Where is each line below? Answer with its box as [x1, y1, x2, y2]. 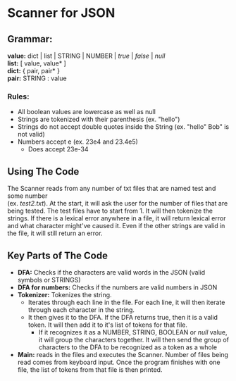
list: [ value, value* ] [7, 59, 67, 68]
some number [7, 192, 48, 200]
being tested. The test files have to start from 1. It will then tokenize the [7, 206, 213, 216]
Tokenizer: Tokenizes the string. [17, 290, 112, 299]
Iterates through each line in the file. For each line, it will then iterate [27, 298, 225, 306]
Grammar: [7, 33, 53, 45]
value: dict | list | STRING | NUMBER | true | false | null [7, 51, 166, 60]
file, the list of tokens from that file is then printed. [17, 365, 163, 374]
